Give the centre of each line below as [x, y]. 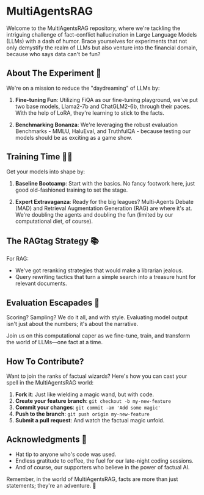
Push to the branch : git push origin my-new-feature [82, 414]
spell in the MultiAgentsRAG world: [50, 382]
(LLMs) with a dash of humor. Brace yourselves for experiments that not [97, 41]
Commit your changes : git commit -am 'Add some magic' [88, 407]
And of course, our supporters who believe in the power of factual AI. [102, 467]
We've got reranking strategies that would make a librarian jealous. [99, 270]
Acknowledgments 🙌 [47, 440]
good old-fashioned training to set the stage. [71, 190]
